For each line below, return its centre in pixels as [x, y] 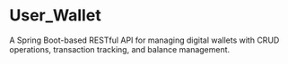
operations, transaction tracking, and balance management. [120, 49]
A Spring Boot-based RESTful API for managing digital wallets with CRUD [144, 40]
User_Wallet [55, 16]
